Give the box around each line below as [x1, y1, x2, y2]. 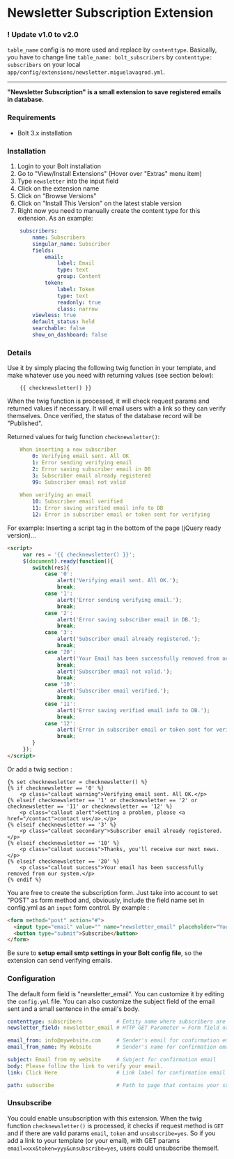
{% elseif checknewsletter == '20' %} [7, 857, 120, 865]
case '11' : [44, 700, 77, 707]
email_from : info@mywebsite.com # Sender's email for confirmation [7, 1037, 219, 1044]
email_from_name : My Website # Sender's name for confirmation [7, 1044, 217, 1051]
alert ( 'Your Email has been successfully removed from [56, 655, 219, 662]
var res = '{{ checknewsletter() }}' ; [22, 551, 136, 558]
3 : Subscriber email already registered [32, 472, 151, 479]
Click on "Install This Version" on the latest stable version [17, 199, 182, 207]
